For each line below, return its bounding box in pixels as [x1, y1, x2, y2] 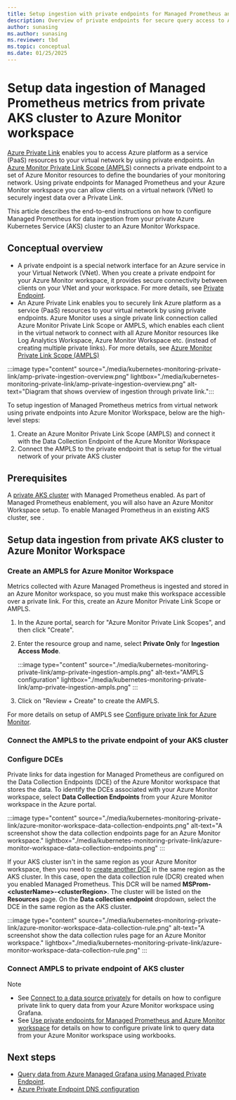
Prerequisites [7, 472, 67, 484]
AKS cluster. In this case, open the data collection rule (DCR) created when [7, 872, 225, 881]
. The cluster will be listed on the [107, 888, 202, 896]
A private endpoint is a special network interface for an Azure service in [17, 261, 226, 269]
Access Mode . [17, 647, 61, 656]
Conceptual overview [7, 243, 103, 255]
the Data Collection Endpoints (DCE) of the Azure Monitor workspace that [7, 778, 221, 786]
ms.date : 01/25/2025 [7, 50, 68, 57]
